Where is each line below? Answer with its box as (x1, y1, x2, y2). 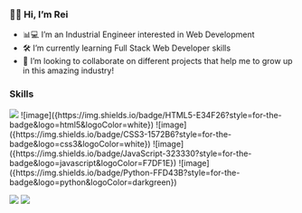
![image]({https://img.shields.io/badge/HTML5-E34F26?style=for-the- (20, 109, 282, 120)
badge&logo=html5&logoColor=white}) (9, 119, 155, 130)
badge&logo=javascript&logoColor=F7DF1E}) (9, 157, 177, 168)
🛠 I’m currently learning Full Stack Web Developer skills (22, 42, 231, 53)
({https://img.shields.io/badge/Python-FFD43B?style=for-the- (9, 167, 241, 178)
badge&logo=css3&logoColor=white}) (9, 138, 151, 149)
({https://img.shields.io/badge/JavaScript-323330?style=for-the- (9, 148, 252, 159)
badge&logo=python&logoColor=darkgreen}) (9, 176, 178, 188)
